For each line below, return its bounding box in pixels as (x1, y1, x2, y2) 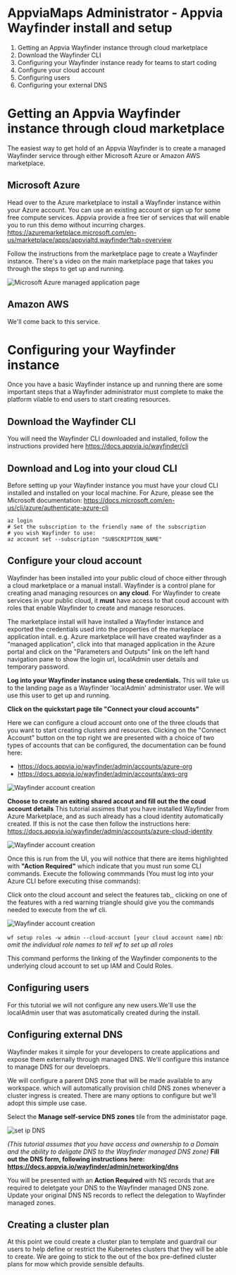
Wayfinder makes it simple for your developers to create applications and (7, 1047, 220, 1056)
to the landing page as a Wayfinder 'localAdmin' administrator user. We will (7, 683, 225, 692)
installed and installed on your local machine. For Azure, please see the (7, 489, 214, 497)
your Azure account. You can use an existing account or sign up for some (7, 205, 221, 214)
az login (7, 517, 33, 525)
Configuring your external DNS (17, 80, 108, 89)
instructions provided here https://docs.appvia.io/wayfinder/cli (7, 442, 189, 450)
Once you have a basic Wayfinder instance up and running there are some (7, 380, 223, 389)
